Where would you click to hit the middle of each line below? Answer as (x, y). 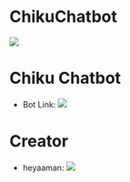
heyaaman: (43, 167)
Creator (39, 142)
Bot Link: (39, 104)
